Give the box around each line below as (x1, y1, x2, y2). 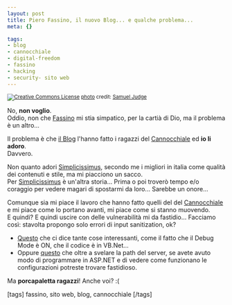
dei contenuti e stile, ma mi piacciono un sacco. (7, 170, 143, 178)
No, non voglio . (7, 106, 52, 114)
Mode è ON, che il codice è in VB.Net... (17, 241, 130, 250)
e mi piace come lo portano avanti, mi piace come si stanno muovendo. (7, 205, 211, 214)
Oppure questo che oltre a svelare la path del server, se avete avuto (17, 248, 211, 256)
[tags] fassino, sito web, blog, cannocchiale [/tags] (7, 290, 152, 298)
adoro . (7, 141, 26, 150)
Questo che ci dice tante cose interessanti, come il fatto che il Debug (17, 234, 214, 242)
